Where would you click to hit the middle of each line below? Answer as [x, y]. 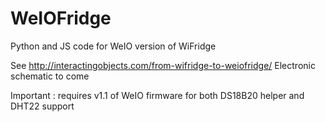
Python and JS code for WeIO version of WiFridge [113, 46]
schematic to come [50, 76]
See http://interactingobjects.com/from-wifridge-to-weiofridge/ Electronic [163, 65]
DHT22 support [42, 106]
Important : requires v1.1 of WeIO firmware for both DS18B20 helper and [157, 95]
